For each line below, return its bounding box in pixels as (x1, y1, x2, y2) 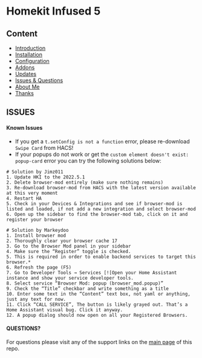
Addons (15, 64, 35, 71)
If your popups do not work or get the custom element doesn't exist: (15, 150, 189, 158)
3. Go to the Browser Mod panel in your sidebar (6, 243, 131, 249)
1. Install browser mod (6, 232, 67, 238)
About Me (15, 83, 41, 90)
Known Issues (6, 124, 43, 131)
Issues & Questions (15, 77, 64, 84)
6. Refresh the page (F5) (6, 264, 71, 271)
